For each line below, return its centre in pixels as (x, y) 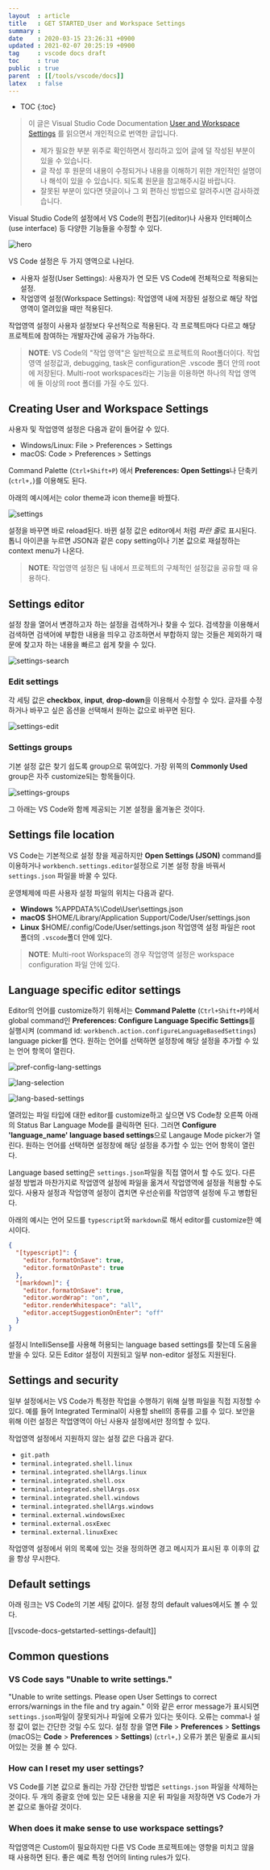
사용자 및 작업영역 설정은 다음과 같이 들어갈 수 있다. (89, 430)
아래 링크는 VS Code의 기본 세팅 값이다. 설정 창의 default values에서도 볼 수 (129, 1604)
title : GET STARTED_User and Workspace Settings (97, 23)
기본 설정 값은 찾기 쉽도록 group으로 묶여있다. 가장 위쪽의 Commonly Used (128, 766)
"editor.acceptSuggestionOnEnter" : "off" (93, 1313)
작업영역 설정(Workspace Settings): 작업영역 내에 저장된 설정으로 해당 (131, 298)
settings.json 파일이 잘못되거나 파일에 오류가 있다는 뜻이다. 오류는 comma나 (130, 1717)
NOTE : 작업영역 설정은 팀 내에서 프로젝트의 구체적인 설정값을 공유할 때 (139, 568)
